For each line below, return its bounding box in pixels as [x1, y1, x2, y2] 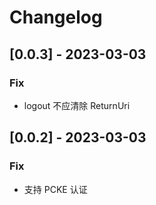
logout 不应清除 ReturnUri [23, 99, 131, 111]
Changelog [9, 6, 103, 29]
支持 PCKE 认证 [23, 183, 88, 195]
